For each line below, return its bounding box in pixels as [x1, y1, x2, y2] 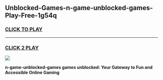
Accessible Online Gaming [5, 69, 60, 75]
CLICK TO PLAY [5, 26, 43, 33]
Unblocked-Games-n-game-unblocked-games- [5, 4, 153, 12]
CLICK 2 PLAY [5, 44, 39, 51]
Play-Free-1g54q [5, 12, 57, 20]
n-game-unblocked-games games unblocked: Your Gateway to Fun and [5, 64, 153, 70]
